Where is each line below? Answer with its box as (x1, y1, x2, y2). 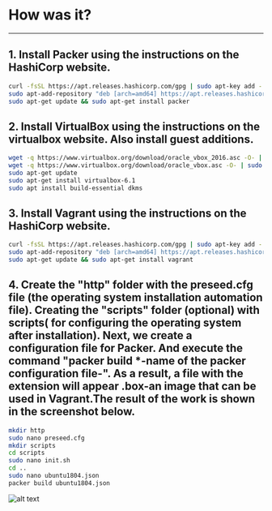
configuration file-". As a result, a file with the (8, 367, 244, 380)
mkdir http (8, 426, 45, 435)
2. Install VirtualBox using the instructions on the (8, 119, 261, 133)
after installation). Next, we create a (8, 328, 193, 342)
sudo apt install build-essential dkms (8, 184, 143, 192)
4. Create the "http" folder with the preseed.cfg (8, 278, 253, 292)
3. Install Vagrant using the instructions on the (8, 206, 247, 220)
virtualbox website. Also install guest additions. (8, 132, 254, 146)
